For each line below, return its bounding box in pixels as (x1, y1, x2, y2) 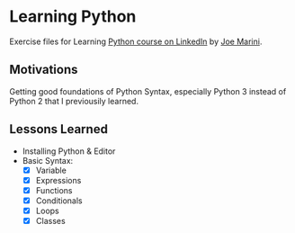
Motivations (9, 62, 78, 77)
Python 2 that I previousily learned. (9, 95, 139, 106)
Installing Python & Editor (22, 146, 116, 157)
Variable (35, 165, 67, 175)
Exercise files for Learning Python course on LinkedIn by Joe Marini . (9, 36, 263, 47)
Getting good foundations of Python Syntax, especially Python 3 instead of (9, 85, 287, 96)
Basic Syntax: (22, 155, 74, 166)
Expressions (35, 175, 82, 185)
